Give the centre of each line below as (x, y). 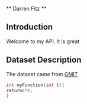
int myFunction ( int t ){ (36, 85)
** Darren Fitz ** (26, 9)
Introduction (30, 27)
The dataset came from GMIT (42, 74)
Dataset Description (44, 60)
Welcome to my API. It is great (43, 41)
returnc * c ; (20, 90)
